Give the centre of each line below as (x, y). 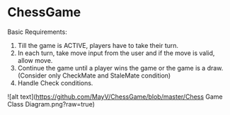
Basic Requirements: (37, 32)
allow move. (35, 60)
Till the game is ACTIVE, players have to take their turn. (98, 45)
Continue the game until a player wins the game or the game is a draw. (120, 68)
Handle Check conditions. (55, 83)
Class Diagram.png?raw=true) (51, 104)
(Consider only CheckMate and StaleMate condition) (94, 75)
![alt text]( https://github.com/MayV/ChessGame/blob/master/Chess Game (115, 97)
